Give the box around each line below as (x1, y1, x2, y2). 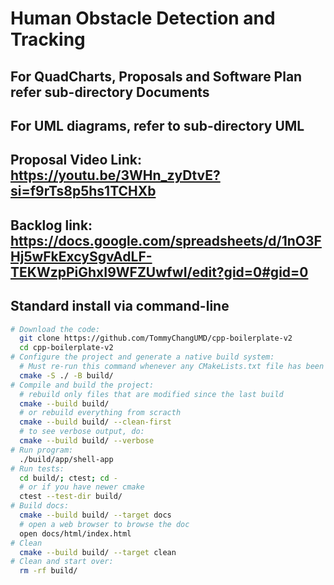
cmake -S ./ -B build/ (19, 370, 114, 381)
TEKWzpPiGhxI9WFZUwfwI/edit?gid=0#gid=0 (10, 263, 309, 281)
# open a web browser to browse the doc (19, 519, 190, 529)
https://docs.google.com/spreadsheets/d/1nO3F (10, 232, 322, 249)
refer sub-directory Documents (10, 83, 210, 101)
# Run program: (10, 445, 74, 455)
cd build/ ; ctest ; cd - (19, 473, 118, 483)
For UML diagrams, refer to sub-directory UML (10, 117, 305, 134)
